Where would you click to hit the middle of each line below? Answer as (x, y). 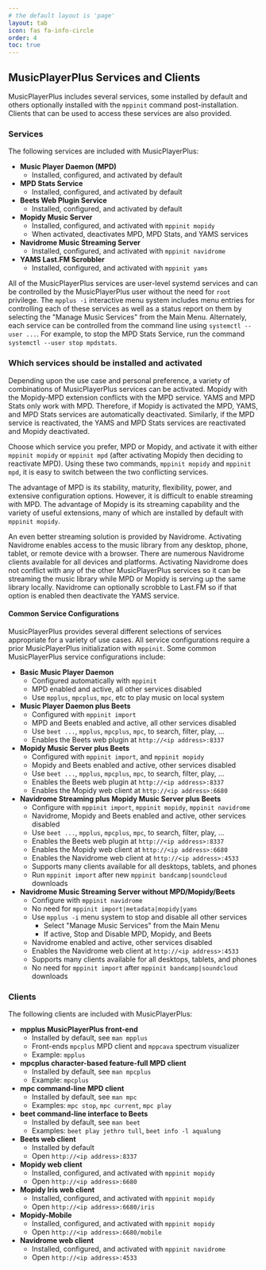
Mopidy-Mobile (46, 1215)
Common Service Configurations (64, 614)
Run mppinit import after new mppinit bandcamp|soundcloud (129, 874)
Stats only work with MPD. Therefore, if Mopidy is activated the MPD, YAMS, (133, 405)
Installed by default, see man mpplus (90, 1038)
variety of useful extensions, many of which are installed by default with (126, 513)
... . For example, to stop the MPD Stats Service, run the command (135, 334)
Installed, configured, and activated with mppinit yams (120, 268)
